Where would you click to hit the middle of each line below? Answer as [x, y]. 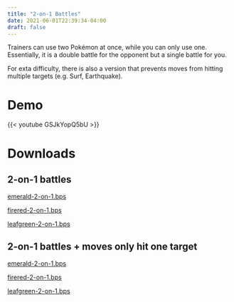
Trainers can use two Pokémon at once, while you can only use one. [107, 48]
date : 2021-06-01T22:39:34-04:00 [57, 21]
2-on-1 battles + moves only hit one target [102, 246]
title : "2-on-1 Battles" [44, 14]
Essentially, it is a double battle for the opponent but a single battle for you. [117, 55]
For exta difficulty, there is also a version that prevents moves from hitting [115, 69]
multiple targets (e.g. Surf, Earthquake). [65, 76]
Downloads [42, 153]
